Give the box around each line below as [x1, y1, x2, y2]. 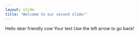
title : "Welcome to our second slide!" [5, 12, 88, 17]
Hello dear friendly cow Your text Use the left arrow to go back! [5, 25, 135, 31]
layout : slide [5, 7, 35, 12]
